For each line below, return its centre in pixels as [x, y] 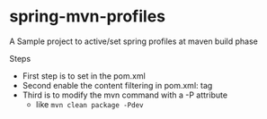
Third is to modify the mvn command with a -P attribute [125, 95]
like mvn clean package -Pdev [89, 104]
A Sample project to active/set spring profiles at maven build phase [133, 41]
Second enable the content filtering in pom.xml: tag [117, 85]
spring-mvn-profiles [88, 17]
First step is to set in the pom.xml [84, 76]
